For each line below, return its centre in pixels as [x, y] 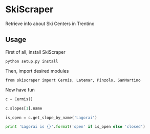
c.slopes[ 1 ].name [24, 108]
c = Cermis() [19, 99]
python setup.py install [32, 61]
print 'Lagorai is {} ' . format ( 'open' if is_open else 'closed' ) [75, 127]
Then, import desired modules [37, 71]
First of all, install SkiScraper [35, 52]
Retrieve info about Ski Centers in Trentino [50, 24]
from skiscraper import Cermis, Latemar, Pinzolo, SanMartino [73, 80]
